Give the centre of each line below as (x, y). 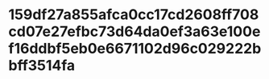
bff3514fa (42, 66)
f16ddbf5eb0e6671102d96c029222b (135, 49)
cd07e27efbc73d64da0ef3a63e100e (134, 32)
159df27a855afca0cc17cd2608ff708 (134, 15)
